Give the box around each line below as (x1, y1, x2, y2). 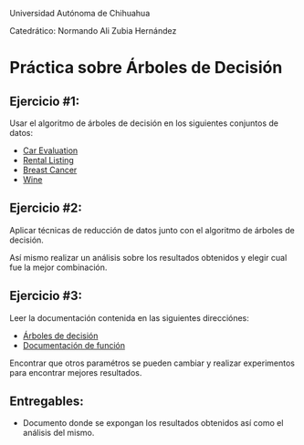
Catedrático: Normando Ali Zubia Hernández (9, 26, 177, 36)
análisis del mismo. (22, 428, 95, 439)
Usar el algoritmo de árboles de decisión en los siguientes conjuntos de (9, 118, 279, 129)
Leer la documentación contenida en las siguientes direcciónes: (9, 312, 249, 323)
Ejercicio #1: (9, 93, 80, 109)
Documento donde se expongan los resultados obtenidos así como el (22, 418, 284, 429)
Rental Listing (22, 155, 75, 165)
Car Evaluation (22, 145, 79, 156)
